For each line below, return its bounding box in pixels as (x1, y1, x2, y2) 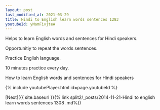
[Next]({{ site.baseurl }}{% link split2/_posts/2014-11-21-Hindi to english (5, 94, 155, 100)
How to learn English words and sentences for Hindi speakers (5, 75, 134, 81)
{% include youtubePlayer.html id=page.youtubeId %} (5, 85, 118, 91)
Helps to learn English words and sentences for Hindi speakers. (5, 35, 138, 42)
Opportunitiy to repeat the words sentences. (5, 45, 98, 51)
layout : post (5, 7, 33, 13)
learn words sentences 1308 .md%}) (5, 100, 82, 106)
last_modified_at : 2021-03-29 (5, 12, 69, 17)
